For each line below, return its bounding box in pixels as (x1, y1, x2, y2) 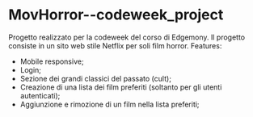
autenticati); (19, 90, 61, 100)
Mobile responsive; (19, 56, 84, 66)
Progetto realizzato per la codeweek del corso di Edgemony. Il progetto (8, 32, 246, 42)
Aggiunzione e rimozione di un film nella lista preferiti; (19, 99, 200, 109)
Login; (19, 65, 42, 74)
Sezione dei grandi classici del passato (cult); (19, 73, 172, 83)
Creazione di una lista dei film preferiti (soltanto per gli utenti (19, 82, 222, 92)
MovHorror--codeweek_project (8, 6, 224, 24)
